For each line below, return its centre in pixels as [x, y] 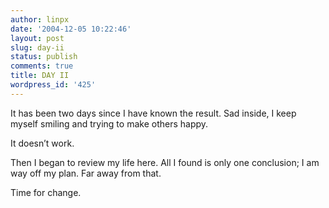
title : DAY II [40, 76]
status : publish [44, 57]
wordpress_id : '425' [53, 85]
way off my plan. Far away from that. [86, 173]
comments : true [42, 66]
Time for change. [46, 192]
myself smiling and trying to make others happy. [109, 123]
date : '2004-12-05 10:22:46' [71, 29]
